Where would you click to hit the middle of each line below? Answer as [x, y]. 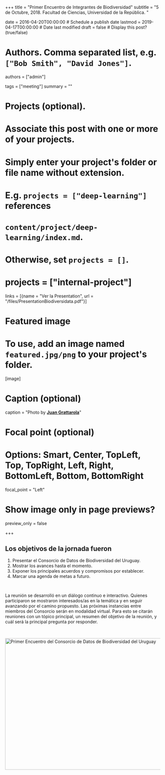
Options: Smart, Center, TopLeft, [73, 455]
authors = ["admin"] [25, 77]
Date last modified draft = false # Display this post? [95, 27]
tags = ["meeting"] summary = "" [39, 86]
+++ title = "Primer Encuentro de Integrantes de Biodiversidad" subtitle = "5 [82, 7]
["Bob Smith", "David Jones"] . [68, 63]
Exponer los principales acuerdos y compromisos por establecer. [78, 571]
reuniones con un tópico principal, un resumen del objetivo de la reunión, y [81, 616]
